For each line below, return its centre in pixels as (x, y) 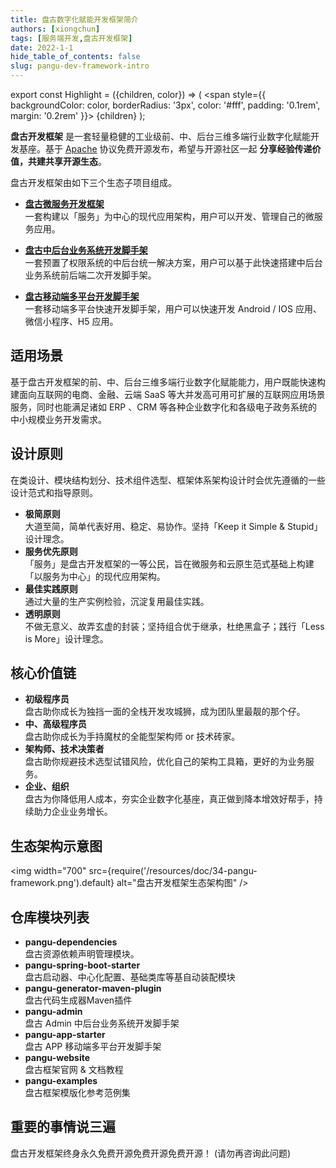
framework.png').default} (62, 883)
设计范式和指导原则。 (54, 492)
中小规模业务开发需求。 (58, 419)
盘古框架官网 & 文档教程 (74, 1070)
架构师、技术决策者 (64, 749)
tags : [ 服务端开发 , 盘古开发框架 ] (71, 38)
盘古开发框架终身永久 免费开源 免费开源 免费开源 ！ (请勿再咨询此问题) (151, 1153)
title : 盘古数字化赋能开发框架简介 (74, 19)
